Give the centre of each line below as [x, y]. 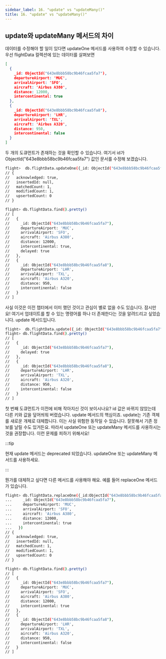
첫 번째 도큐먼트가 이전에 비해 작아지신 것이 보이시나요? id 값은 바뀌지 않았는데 [81, 408]
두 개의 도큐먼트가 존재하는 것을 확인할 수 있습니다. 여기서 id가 [65, 153]
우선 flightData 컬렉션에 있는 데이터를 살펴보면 [50, 55]
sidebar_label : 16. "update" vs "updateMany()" [55, 10]
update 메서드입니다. [36, 320]
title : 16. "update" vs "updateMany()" [46, 14]
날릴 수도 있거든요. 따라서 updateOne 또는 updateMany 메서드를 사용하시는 [87, 427]
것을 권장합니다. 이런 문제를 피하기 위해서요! [47, 433]
